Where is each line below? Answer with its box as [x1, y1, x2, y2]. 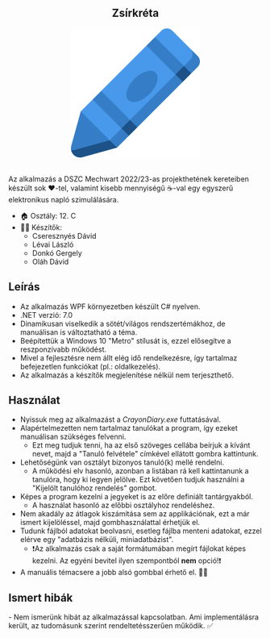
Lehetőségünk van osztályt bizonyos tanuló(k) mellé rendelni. [19, 457, 224, 467]
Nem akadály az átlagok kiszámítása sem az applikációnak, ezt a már [19, 509, 250, 519]
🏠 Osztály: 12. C [19, 211, 77, 220]
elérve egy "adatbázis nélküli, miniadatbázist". [19, 535, 174, 544]
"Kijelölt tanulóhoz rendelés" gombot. [31, 483, 157, 493]
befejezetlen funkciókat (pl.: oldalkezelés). [19, 361, 161, 371]
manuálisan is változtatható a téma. [19, 327, 138, 337]
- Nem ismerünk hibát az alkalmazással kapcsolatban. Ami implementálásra [8, 612, 260, 622]
